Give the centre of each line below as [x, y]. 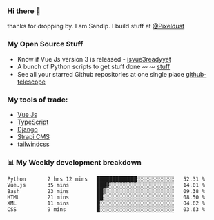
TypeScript [33, 122]
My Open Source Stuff [45, 44]
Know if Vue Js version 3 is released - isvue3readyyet [94, 59]
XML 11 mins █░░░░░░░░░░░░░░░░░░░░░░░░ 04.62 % [106, 203]
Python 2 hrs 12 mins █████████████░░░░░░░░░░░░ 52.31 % [106, 179]
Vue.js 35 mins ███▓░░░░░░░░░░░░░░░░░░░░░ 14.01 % [106, 185]
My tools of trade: [38, 100]
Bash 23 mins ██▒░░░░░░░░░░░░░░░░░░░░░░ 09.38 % [106, 192]
